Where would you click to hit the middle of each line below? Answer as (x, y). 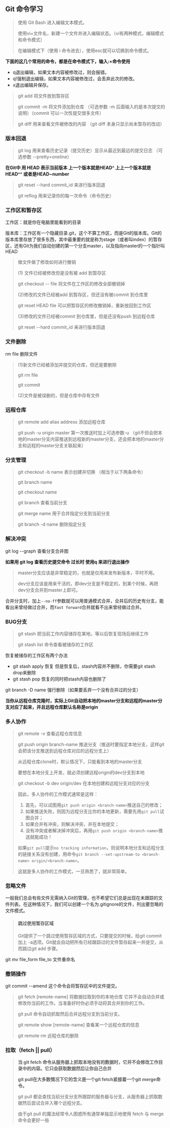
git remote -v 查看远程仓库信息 (50, 733)
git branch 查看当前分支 (42, 503)
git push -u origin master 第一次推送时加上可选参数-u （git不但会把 (88, 433)
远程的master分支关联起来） (56, 445)
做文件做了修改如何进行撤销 (47, 262)
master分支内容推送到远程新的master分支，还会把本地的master (93, 439)
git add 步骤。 (46, 948)
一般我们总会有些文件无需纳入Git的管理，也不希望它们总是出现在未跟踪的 (82, 898)
